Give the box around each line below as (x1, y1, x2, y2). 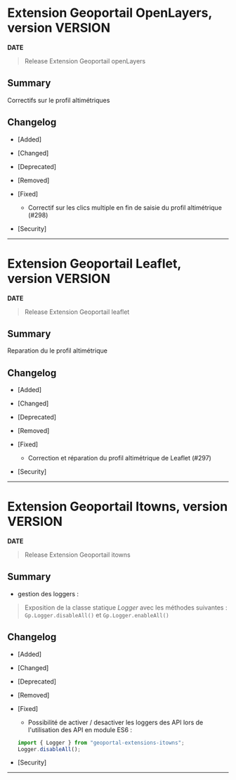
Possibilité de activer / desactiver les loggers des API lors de (27, 718, 204, 726)
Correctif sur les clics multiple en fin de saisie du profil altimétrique (27, 203, 223, 212)
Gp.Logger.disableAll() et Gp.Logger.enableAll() (24, 610, 170, 619)
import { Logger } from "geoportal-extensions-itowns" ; (17, 739, 185, 746)
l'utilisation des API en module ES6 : (27, 725, 132, 734)
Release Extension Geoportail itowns (24, 551, 131, 559)
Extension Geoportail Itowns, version (7, 498, 228, 515)
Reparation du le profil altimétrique (7, 346, 107, 355)
